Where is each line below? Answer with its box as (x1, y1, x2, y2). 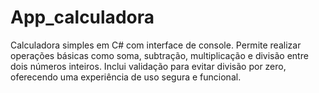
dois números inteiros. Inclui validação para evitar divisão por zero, (10, 60, 287, 72)
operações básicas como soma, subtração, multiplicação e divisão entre (10, 49, 309, 61)
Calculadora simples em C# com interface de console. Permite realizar (10, 39, 302, 51)
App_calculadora (10, 6, 155, 29)
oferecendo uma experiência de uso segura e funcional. (10, 71, 242, 83)
